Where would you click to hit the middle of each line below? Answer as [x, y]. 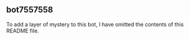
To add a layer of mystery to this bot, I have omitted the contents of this [95, 24]
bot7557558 [30, 10]
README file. [23, 31]
